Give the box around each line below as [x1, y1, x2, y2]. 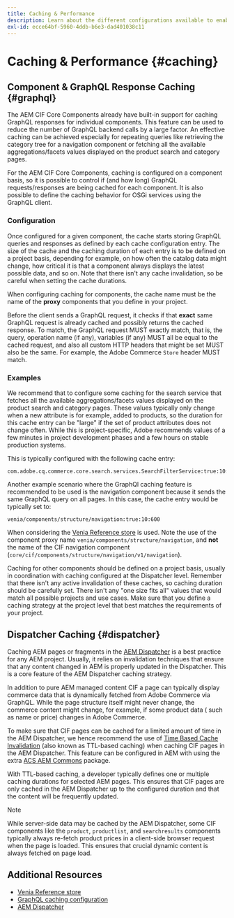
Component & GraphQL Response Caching [7, 81, 196, 93]
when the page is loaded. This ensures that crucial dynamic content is [7, 841, 209, 849]
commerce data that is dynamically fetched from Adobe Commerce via [7, 690, 211, 699]
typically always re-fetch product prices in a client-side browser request [7, 833, 214, 842]
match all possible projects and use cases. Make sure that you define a [7, 594, 211, 602]
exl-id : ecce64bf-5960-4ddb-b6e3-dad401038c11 [7, 23, 145, 30]
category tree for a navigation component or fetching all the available [7, 141, 206, 149]
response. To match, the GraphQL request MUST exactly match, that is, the [7, 326, 223, 334]
